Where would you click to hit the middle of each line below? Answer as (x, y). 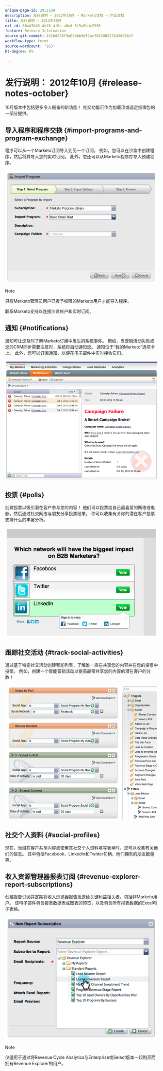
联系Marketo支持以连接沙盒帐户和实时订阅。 (49, 311)
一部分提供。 (18, 113)
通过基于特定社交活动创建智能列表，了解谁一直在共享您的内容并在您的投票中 (81, 665)
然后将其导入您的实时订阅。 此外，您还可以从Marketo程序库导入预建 (82, 157)
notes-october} (37, 93)
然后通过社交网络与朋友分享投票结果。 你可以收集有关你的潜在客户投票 (84, 514)
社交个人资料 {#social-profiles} (53, 835)
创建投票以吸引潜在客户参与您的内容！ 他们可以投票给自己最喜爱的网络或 (78, 508)
